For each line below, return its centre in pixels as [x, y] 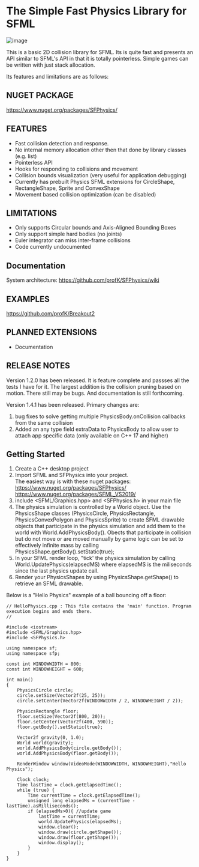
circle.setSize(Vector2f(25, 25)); [61, 696]
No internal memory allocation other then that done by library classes [100, 150]
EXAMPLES [28, 299]
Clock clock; [33, 780]
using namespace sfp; [33, 654]
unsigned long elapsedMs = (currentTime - [82, 801]
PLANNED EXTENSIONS [52, 333]
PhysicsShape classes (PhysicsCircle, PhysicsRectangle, [85, 513]
